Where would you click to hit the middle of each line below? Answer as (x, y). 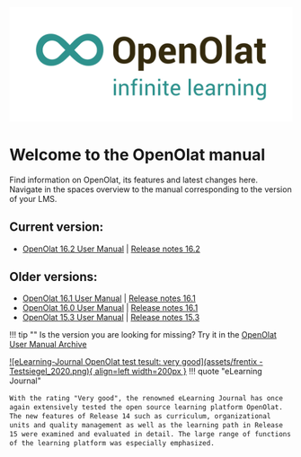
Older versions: (53, 277)
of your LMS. (33, 198)
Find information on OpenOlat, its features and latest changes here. (134, 180)
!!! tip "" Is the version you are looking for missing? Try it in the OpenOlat (143, 335)
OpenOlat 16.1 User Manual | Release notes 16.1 (109, 298)
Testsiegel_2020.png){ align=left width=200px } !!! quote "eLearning (136, 372)
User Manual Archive (48, 345)
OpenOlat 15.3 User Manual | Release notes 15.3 (111, 318)
